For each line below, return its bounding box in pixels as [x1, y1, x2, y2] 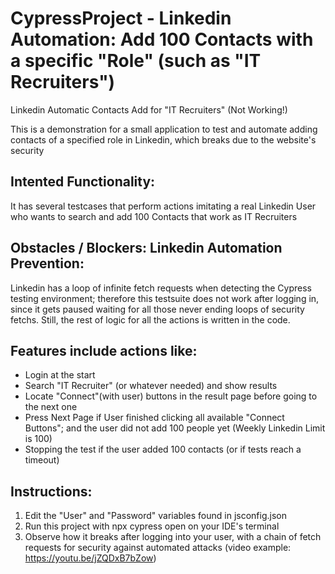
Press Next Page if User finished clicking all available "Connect [24, 412, 285, 424]
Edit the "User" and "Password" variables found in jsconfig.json [24, 510, 287, 522]
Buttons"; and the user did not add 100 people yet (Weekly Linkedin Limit [24, 422, 326, 434]
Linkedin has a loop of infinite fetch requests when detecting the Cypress [10, 282, 312, 294]
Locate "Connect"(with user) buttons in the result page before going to [24, 390, 318, 402]
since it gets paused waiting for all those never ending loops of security [10, 303, 305, 315]
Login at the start [24, 369, 96, 381]
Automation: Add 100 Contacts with [10, 28, 314, 51]
